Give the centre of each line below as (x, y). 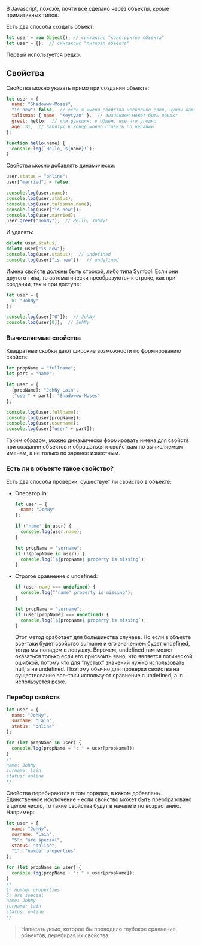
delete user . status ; (32, 243)
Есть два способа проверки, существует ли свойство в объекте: (89, 481)
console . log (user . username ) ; (42, 423)
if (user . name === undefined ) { (55, 587)
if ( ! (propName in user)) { (50, 553)
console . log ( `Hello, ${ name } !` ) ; (53, 149)
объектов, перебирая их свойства (65, 935)
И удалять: (20, 232)
